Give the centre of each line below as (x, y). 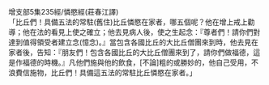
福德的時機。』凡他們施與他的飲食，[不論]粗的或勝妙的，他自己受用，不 (141, 62)
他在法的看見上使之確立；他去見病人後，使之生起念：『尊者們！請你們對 (141, 32)
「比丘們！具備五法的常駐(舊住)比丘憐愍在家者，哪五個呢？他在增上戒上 (128, 22)
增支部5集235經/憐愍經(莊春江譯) (64, 12)
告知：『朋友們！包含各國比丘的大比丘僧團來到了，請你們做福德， (145, 52)
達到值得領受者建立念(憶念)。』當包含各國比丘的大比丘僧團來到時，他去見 (130, 42)
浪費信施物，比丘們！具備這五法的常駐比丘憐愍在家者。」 (102, 72)
